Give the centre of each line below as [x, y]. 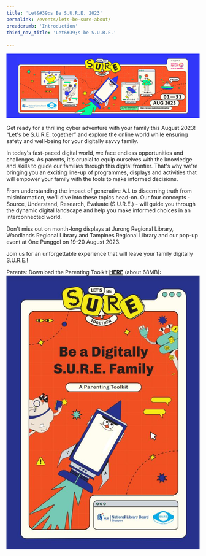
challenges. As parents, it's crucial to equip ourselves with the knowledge [99, 159]
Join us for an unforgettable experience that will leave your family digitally [100, 253]
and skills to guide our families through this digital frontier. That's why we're [102, 166]
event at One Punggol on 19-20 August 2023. [63, 242]
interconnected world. [34, 217]
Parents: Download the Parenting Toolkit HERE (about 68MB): [84, 272]
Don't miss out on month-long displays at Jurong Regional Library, [90, 229]
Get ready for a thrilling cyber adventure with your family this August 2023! [101, 128]
